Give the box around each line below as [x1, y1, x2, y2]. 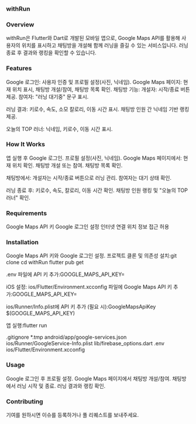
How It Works [6, 140, 46, 149]
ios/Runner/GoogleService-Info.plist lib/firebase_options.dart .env [6, 340, 165, 347]
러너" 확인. [6, 194, 31, 201]
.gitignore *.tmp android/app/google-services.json [6, 334, 127, 341]
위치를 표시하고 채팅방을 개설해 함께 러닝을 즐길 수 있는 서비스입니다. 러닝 [21, 42, 189, 49]
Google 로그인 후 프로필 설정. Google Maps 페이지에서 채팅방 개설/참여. [6, 375, 171, 382]
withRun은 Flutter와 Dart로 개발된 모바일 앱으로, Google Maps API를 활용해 [6, 35, 180, 42]
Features [6, 64, 32, 72]
